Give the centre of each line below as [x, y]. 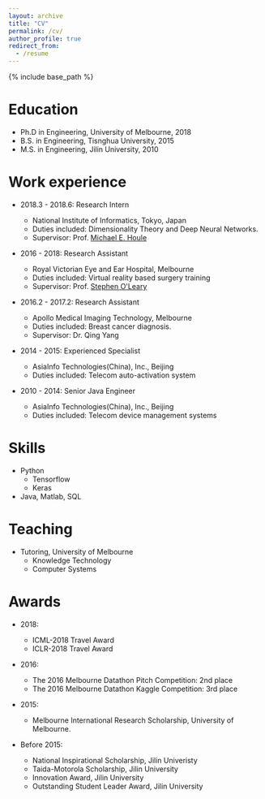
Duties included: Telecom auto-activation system [114, 375]
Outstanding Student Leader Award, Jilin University [118, 786]
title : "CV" [28, 24]
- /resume [32, 54]
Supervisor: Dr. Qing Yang [75, 335]
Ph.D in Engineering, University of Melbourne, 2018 [106, 132]
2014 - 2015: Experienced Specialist [80, 351]
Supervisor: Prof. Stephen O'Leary [90, 286]
